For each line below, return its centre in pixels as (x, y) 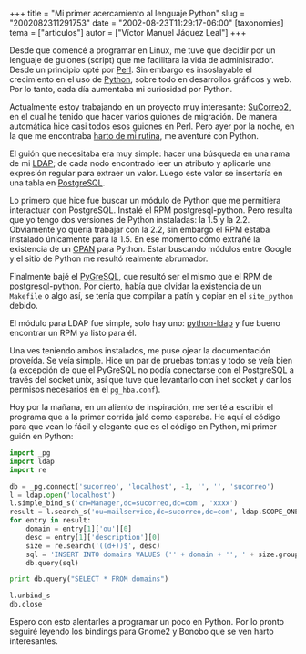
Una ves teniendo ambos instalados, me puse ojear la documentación (140, 350)
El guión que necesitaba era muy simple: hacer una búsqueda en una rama (150, 153)
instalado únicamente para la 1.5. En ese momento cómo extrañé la (135, 239)
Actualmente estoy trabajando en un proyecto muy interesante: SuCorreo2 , (150, 107)
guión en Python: (41, 436)
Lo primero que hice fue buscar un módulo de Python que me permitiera (145, 200)
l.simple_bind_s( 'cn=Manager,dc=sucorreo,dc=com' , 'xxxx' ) (124, 503)
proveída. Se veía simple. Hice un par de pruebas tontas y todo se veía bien (151, 360)
